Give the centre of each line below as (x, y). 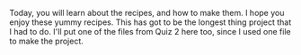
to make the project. (46, 41)
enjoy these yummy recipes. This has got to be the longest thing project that (150, 22)
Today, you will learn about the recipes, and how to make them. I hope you (147, 13)
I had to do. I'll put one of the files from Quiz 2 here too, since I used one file (150, 31)
